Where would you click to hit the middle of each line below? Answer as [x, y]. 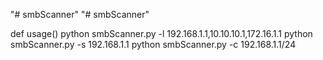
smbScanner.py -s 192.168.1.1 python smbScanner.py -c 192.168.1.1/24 [153, 44]
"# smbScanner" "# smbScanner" [80, 14]
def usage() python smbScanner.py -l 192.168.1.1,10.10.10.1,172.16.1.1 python [161, 33]
